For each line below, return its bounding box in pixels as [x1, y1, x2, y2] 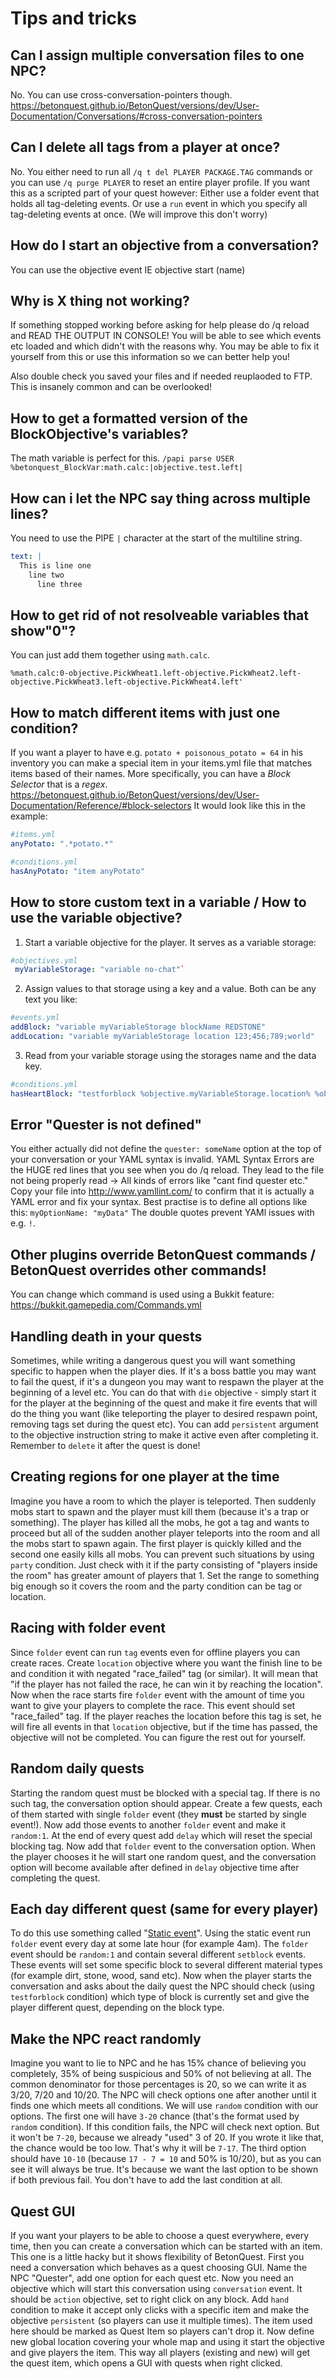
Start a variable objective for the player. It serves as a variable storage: [24, 936, 317, 948]
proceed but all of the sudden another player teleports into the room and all [10, 1527, 320, 1539]
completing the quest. [10, 1872, 101, 1884]
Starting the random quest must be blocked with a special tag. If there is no [10, 1787, 321, 1799]
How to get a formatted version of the [10, 410, 248, 427]
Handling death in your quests [10, 1328, 203, 1345]
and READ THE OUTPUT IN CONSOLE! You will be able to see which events [10, 330, 322, 342]
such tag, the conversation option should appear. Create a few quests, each [10, 1797, 323, 1809]
